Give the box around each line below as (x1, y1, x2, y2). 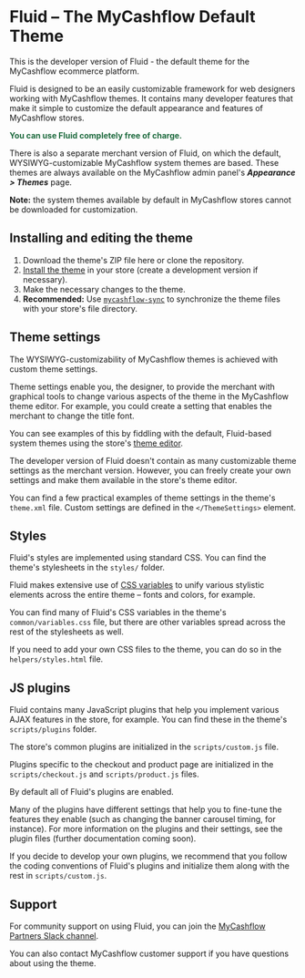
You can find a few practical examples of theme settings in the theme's (9, 492, 276, 503)
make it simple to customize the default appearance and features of (9, 102, 264, 113)
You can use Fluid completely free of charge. (9, 129, 182, 140)
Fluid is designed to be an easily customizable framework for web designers (9, 83, 296, 94)
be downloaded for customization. (9, 203, 138, 215)
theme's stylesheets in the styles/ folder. (9, 562, 166, 573)
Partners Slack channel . (9, 931, 99, 941)
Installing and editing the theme (9, 231, 194, 246)
